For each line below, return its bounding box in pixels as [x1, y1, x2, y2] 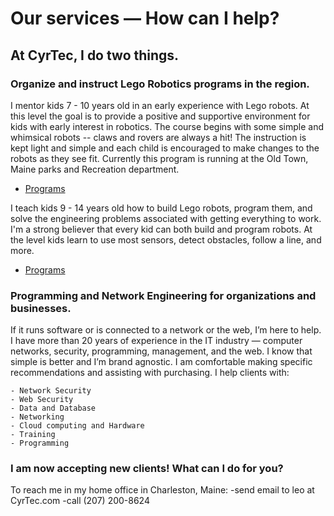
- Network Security [10, 386, 92, 396]
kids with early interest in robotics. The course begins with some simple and [10, 120, 324, 132]
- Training [10, 430, 56, 440]
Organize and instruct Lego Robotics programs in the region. [10, 77, 310, 91]
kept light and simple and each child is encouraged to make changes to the [10, 142, 320, 154]
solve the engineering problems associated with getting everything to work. [10, 212, 322, 224]
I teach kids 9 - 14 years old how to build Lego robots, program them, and [10, 202, 313, 214]
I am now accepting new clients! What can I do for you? [10, 462, 284, 476]
